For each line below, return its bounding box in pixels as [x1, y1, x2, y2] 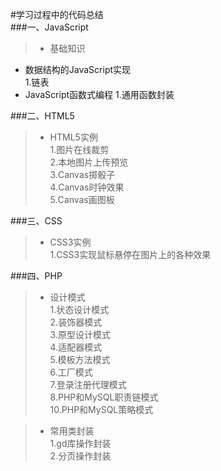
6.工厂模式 [49, 366, 93, 378]
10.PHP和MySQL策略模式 [49, 404, 154, 415]
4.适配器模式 [49, 341, 103, 353]
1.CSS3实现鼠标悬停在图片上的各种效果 [49, 249, 212, 260]
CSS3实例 [49, 236, 92, 248]
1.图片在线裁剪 [49, 144, 110, 155]
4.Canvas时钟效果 [49, 181, 125, 193]
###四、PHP [10, 270, 63, 282]
